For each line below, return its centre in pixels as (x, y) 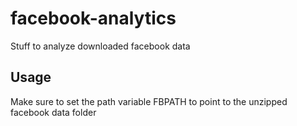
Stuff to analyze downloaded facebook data (100, 46)
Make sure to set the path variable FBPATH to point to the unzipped (149, 101)
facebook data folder (53, 112)
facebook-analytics (93, 18)
